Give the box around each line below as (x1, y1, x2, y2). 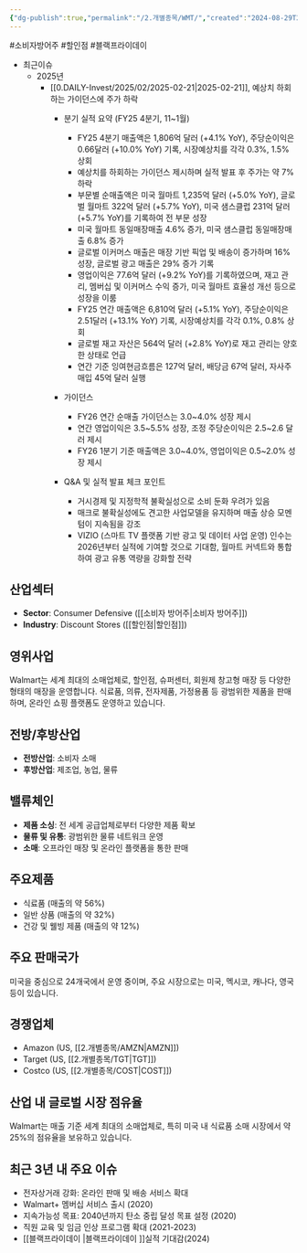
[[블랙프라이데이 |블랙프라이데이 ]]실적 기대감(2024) (22, 1233, 210, 1244)
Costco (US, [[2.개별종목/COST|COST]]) (22, 1066, 173, 1077)
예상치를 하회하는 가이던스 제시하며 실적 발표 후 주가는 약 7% (77, 166, 295, 177)
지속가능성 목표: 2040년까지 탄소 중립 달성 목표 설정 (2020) (22, 1210, 238, 1221)
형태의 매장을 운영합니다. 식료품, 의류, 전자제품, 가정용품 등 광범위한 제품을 (9, 686, 275, 697)
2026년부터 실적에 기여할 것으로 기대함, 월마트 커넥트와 (77, 541, 276, 552)
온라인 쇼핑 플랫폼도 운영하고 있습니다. (28, 697, 166, 708)
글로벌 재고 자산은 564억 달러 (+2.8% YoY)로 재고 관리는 (77, 337, 281, 348)
